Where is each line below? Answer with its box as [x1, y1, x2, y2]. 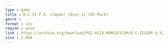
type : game [5, 7, 30, 12]
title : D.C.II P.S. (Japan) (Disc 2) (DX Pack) [5, 12, 108, 17]
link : [5, 30, 19, 35]
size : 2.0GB [5, 35, 32, 40]
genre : [5, 16, 21, 21]
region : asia [5, 26, 35, 31]
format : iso [5, 21, 32, 26]
